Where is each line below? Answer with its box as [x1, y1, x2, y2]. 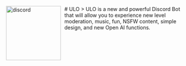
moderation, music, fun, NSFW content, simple [64, 18, 177, 25]
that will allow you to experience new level [64, 12, 166, 19]
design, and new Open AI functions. [64, 24, 150, 31]
